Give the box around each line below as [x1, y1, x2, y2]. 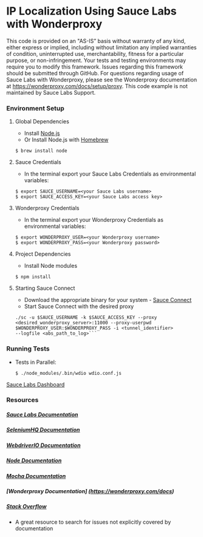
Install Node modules [24, 262, 78, 270]
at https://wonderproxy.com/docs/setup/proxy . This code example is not [6, 82, 188, 89]
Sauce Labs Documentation [6, 411, 78, 419]
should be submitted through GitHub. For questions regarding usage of [6, 69, 184, 77]
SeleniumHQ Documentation [6, 426, 80, 434]
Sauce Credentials [15, 159, 62, 166]
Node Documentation [6, 457, 62, 464]
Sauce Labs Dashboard [6, 381, 65, 388]
